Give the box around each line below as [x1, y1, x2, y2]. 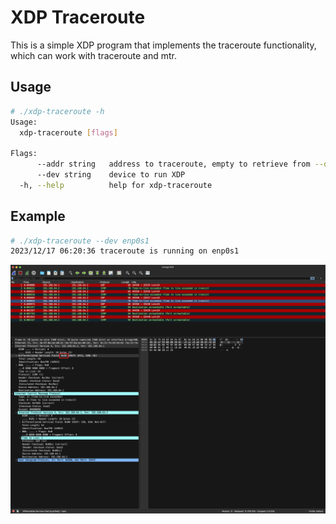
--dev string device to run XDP [36, 170, 186, 180]
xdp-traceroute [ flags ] [19, 127, 118, 138]
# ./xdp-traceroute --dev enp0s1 [10, 236, 150, 246]
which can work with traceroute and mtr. [10, 49, 177, 61]
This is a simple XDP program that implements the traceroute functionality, [10, 39, 317, 51]
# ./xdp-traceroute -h [10, 106, 105, 116]
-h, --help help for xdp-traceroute [19, 180, 213, 190]
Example [10, 208, 66, 225]
